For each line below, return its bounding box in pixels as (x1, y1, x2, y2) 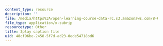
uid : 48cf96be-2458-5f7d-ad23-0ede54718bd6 (5, 34, 95, 39)
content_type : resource (5, 7, 53, 12)
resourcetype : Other (5, 25, 47, 30)
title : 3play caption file (5, 29, 60, 34)
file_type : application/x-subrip (5, 20, 73, 25)
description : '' (5, 11, 38, 16)
